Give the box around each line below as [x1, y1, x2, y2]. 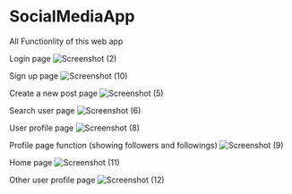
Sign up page [9, 70, 59, 81]
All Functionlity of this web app [9, 36, 124, 46]
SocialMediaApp [9, 6, 135, 27]
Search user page [9, 105, 75, 115]
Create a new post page [9, 88, 99, 98]
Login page [9, 53, 51, 63]
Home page [9, 156, 53, 167]
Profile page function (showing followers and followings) [9, 139, 218, 150]
